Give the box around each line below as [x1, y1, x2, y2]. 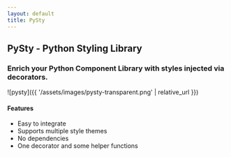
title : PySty [7, 17, 45, 24]
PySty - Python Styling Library [7, 43, 142, 54]
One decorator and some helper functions [17, 142, 138, 150]
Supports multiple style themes [17, 127, 107, 135]
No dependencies [17, 134, 69, 143]
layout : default [7, 10, 54, 17]
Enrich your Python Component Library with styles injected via [7, 63, 225, 73]
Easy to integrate [17, 119, 66, 128]
